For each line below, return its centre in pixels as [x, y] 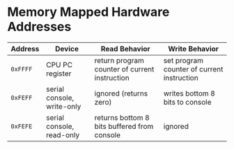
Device [67, 49]
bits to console [187, 102]
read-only [63, 134]
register [59, 73]
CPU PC [60, 64]
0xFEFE [22, 126]
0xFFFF [22, 69]
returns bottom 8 [122, 117]
